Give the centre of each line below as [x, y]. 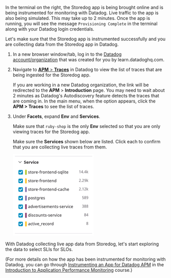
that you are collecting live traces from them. [60, 147]
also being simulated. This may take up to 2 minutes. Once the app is [78, 18]
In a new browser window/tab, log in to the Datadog [67, 54]
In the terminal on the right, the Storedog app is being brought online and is [84, 7]
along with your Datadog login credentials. [50, 29]
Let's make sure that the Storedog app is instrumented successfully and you [86, 39]
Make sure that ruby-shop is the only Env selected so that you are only [87, 126]
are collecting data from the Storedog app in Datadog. [62, 44]
